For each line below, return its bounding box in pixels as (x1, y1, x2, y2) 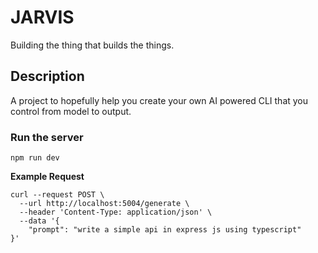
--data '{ (19, 216, 60, 226)
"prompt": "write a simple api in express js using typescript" (28, 225, 302, 235)
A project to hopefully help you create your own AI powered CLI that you (10, 94, 309, 106)
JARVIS (10, 6, 75, 29)
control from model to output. (10, 105, 132, 117)
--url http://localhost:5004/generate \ (19, 199, 190, 209)
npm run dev (10, 153, 60, 163)
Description (10, 68, 85, 85)
